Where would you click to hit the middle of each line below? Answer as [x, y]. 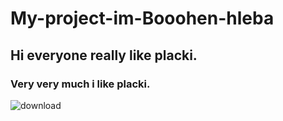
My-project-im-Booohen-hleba [142, 18]
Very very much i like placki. [80, 84]
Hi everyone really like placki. [104, 55]
